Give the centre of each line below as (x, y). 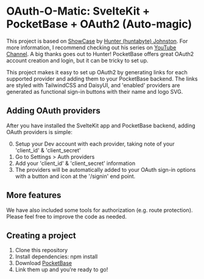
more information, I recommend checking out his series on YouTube (91, 48)
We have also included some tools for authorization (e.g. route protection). (100, 210)
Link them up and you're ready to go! (62, 270)
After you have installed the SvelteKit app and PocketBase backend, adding (101, 125)
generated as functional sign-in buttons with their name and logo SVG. (95, 91)
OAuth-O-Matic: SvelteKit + (78, 11)
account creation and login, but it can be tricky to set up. (77, 60)
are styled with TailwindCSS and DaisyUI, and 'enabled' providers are (93, 85)
